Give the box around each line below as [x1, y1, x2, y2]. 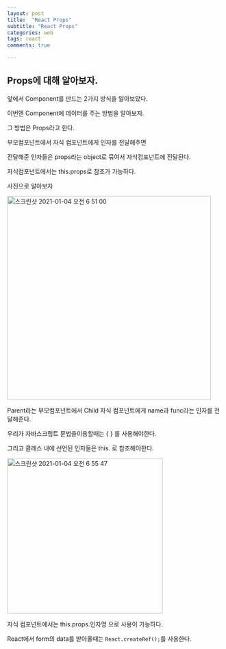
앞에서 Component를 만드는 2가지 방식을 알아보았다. [7, 94, 149, 103]
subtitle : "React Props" [7, 23, 78, 29]
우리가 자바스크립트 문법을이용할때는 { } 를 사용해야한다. [7, 429, 157, 437]
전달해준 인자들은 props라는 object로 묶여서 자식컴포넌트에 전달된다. [7, 152, 191, 161]
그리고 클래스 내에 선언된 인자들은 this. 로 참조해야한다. [7, 443, 154, 452]
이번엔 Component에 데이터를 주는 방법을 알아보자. [7, 109, 145, 117]
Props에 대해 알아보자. [7, 75, 98, 86]
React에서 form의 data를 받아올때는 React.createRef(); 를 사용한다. [7, 635, 192, 643]
